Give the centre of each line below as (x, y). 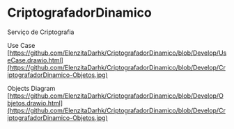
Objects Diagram (31, 88)
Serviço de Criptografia (41, 32)
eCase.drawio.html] (36, 60)
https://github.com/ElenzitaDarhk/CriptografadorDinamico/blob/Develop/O (117, 96)
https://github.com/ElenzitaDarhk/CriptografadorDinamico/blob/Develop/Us (118, 53)
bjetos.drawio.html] (35, 103)
